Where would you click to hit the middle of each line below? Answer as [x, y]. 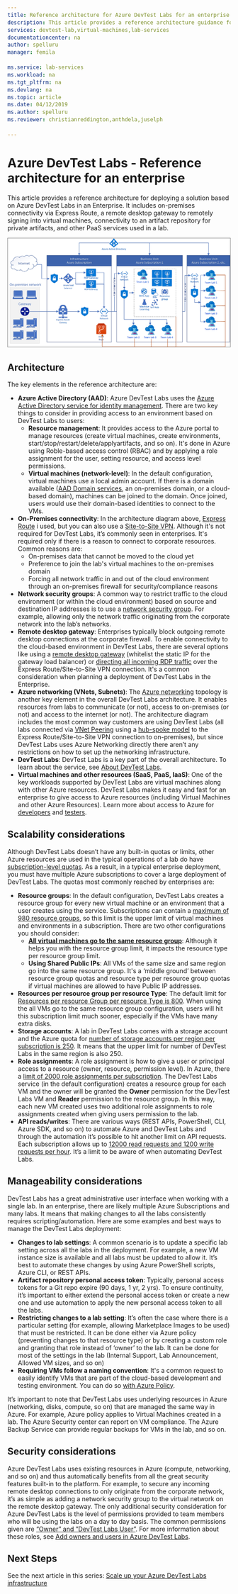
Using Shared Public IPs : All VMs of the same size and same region [127, 963]
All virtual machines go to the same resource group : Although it [123, 941]
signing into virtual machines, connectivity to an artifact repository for [109, 220]
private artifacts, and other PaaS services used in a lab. [88, 228]
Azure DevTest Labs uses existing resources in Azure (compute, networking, [119, 1469]
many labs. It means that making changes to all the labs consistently [107, 1213]
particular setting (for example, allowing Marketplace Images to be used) [124, 1325]
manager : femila [31, 52]
